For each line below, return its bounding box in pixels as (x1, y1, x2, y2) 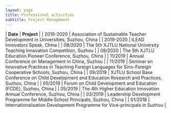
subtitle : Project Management (5, 17, 70, 22)
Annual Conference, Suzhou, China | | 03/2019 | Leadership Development (5, 91, 160, 98)
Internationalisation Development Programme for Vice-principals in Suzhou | (5, 102, 166, 108)
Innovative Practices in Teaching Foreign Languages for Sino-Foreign (5, 64, 152, 70)
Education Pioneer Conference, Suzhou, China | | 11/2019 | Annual (5, 53, 144, 59)
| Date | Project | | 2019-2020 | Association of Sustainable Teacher (5, 31, 147, 37)
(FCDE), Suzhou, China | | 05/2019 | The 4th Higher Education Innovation (5, 86, 160, 92)
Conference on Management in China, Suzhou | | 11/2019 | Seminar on (5, 59, 153, 65)
